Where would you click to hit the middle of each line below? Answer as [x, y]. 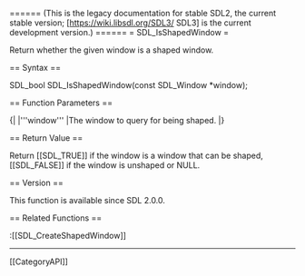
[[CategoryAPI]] [39, 261]
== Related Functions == [56, 218]
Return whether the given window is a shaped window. [112, 50]
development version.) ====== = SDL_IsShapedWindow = [119, 32]
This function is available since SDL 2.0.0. [88, 200]
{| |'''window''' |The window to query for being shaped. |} [117, 120]
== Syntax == [35, 68]
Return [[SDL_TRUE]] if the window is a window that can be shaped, [136, 155]
